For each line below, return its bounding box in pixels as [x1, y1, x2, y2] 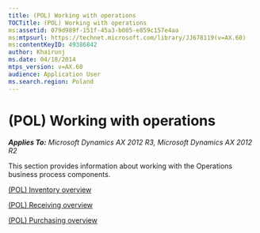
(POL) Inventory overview [8, 185, 92, 194]
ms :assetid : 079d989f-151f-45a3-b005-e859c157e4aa [8, 26, 179, 34]
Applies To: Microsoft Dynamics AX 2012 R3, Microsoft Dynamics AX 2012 [8, 137, 253, 147]
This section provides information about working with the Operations [8, 161, 233, 171]
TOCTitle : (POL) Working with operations [8, 19, 147, 27]
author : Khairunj [8, 48, 66, 56]
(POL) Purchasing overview [8, 216, 97, 225]
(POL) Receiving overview [8, 201, 94, 210]
